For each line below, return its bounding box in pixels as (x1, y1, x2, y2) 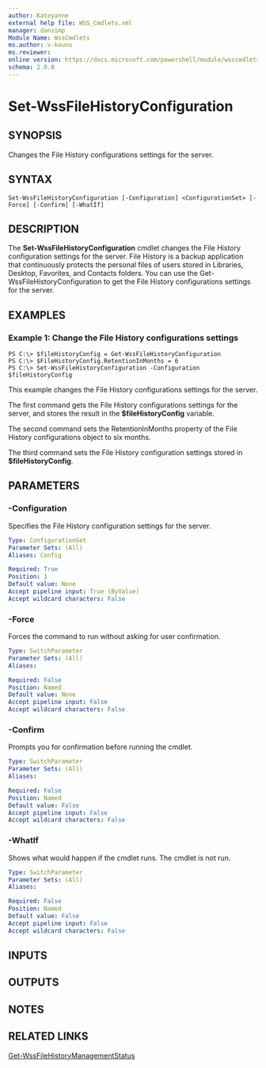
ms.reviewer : (8, 48, 51, 56)
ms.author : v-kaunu (8, 41, 73, 49)
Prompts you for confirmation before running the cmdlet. (8, 742, 193, 752)
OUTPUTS (8, 976, 59, 990)
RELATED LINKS (8, 1030, 89, 1043)
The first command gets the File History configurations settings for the (8, 400, 238, 410)
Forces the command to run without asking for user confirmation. (8, 632, 221, 641)
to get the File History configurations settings (103, 277, 251, 286)
